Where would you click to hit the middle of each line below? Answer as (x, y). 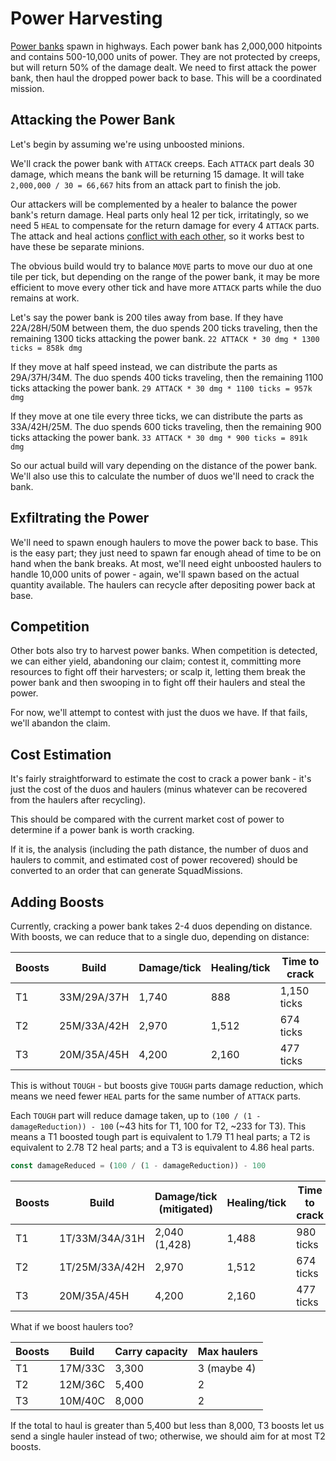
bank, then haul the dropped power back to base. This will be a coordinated (166, 78)
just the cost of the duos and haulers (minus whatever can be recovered (159, 789)
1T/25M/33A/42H (102, 1267)
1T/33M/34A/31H (102, 1238)
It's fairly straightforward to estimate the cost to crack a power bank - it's (161, 779)
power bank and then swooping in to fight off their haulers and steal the (158, 683)
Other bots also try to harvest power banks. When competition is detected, (164, 651)
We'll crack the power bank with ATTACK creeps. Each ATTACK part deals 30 (162, 163)
